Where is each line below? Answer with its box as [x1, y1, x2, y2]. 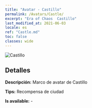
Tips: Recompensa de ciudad [5, 89, 64, 94]
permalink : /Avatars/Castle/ [5, 12, 64, 17]
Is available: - [5, 98, 33, 104]
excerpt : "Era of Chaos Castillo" [5, 16, 77, 21]
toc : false [5, 35, 27, 39]
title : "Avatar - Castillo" [5, 7, 62, 12]
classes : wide [5, 39, 34, 44]
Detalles [5, 66, 31, 74]
